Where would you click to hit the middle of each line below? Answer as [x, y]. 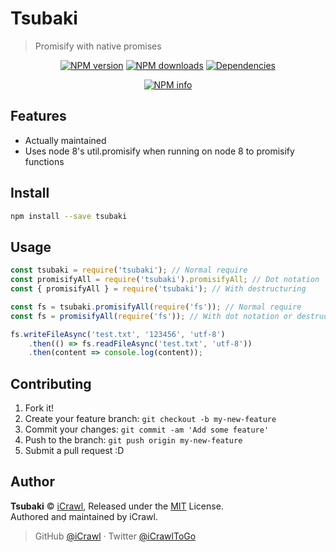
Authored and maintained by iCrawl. [84, 516]
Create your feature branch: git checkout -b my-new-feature [150, 419]
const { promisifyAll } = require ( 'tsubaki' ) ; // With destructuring [158, 289]
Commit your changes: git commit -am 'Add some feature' [147, 429]
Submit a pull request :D [74, 451]
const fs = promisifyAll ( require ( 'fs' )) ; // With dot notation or [151, 316]
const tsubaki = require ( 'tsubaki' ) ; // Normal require [129, 270]
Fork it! [39, 408]
